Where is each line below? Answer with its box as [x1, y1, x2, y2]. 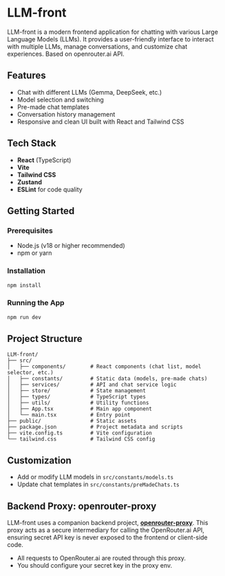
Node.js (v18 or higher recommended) [17, 242, 125, 250]
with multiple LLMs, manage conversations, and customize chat [7, 42, 188, 50]
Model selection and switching [17, 95, 105, 104]
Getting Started [7, 205, 75, 217]
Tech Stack [7, 137, 56, 149]
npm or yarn [17, 249, 52, 257]
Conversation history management [17, 110, 116, 118]
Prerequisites [7, 226, 53, 236]
